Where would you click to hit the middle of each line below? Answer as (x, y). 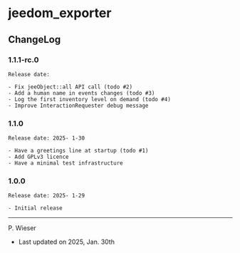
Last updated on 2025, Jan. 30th (66, 242)
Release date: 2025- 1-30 (46, 138)
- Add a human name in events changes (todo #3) (82, 93)
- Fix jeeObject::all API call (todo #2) (71, 87)
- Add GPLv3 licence (39, 157)
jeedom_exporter (60, 13)
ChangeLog (35, 40)
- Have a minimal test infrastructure (66, 163)
